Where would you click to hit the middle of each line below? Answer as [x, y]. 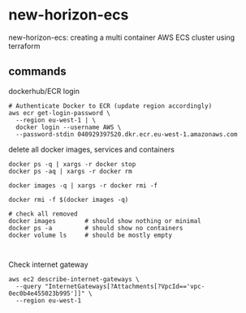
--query [29, 286]
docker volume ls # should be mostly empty [91, 235]
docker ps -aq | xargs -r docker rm [70, 171]
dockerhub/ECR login [44, 91]
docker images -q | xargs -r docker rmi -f [83, 185]
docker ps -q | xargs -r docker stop [72, 164]
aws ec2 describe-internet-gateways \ [74, 279]
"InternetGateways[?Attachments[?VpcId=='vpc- [125, 286]
